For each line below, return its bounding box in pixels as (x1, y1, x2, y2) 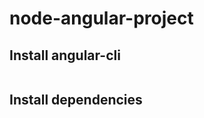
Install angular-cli (9, 47, 121, 64)
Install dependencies (9, 92, 143, 109)
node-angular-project (9, 7, 194, 30)
